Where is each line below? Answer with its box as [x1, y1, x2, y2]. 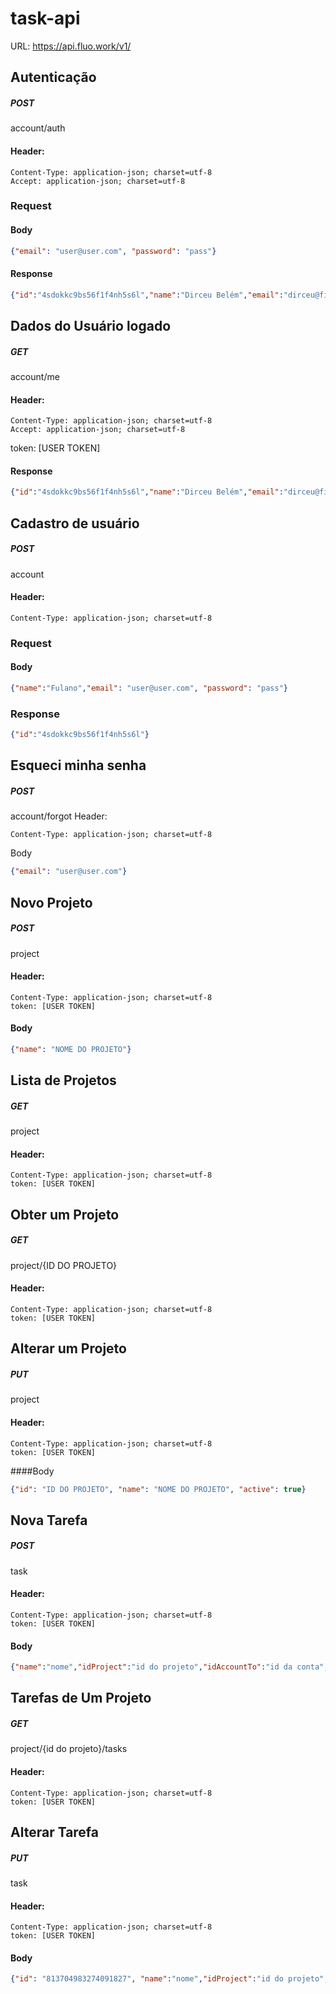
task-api [10, 7, 81, 30]
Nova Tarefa [10, 1512, 88, 1529]
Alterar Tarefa [10, 1823, 100, 1841]
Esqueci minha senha [10, 757, 147, 774]
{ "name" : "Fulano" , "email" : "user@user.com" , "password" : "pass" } [10, 683, 289, 693]
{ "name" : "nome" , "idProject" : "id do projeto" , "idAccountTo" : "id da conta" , [10, 1662, 329, 1672]
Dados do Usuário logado [10, 317, 172, 334]
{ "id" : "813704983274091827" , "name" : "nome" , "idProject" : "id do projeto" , [10, 1974, 329, 1984]
